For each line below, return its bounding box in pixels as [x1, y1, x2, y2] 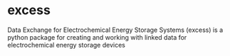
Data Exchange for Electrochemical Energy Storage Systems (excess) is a [7, 26, 224, 34]
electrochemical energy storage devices [7, 40, 126, 49]
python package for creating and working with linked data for [7, 33, 187, 41]
